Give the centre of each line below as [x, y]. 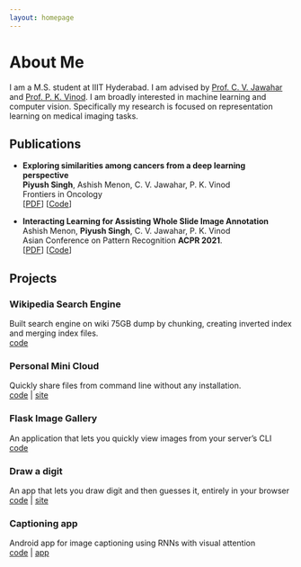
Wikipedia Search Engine [65, 304]
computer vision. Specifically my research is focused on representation [141, 106]
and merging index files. [54, 333]
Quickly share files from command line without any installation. [125, 386]
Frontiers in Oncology [62, 194]
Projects [33, 279]
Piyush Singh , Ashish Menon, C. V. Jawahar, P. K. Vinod [126, 184]
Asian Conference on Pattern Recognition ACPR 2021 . [122, 240]
